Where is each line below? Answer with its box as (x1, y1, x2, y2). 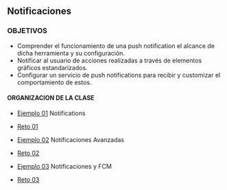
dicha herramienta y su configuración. (16, 49, 126, 57)
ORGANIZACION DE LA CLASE (7, 94, 95, 102)
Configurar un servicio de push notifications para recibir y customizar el (16, 71, 221, 79)
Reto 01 (16, 122, 39, 130)
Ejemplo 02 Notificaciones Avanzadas (16, 135, 125, 143)
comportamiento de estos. (16, 78, 92, 86)
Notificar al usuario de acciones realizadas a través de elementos (16, 56, 202, 64)
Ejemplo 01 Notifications (16, 109, 86, 117)
